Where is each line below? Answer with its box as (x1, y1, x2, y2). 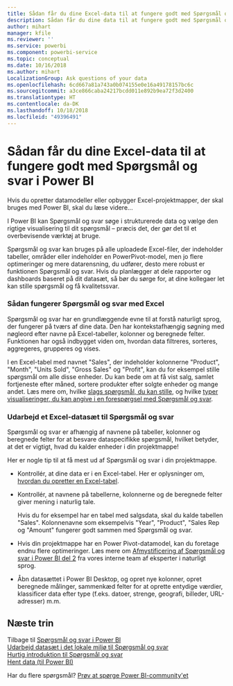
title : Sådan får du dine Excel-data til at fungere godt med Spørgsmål (7, 10, 222, 17)
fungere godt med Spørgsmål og (7, 158, 198, 174)
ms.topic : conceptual (7, 56, 70, 62)
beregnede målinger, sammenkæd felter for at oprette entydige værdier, (17, 583, 223, 591)
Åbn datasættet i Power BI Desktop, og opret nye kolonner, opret (17, 575, 202, 583)
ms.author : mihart (7, 68, 60, 75)
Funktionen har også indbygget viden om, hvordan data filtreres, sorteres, (7, 337, 218, 345)
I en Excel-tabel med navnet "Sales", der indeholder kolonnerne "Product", (7, 358, 220, 366)
